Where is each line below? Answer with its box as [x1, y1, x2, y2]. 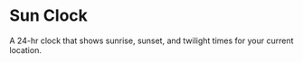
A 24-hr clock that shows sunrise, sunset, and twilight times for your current [9, 35, 294, 46]
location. [9, 44, 43, 55]
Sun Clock [9, 5, 89, 26]
